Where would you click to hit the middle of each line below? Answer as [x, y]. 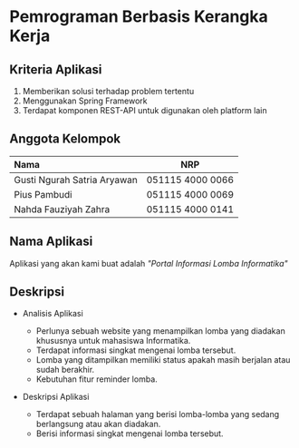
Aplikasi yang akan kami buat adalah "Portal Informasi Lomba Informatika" [149, 263]
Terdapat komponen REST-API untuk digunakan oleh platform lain [145, 110]
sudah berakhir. [65, 370]
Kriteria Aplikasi [56, 69]
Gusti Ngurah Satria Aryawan [76, 180]
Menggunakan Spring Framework [85, 101]
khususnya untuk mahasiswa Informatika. [113, 341]
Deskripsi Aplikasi [56, 397]
